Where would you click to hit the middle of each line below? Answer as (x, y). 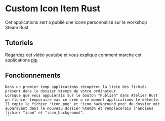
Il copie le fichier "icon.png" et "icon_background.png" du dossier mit (83, 104)
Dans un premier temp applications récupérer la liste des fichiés (76, 87)
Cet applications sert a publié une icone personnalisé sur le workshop (76, 22)
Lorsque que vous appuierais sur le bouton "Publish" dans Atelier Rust (82, 95)
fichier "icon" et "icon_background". (45, 113)
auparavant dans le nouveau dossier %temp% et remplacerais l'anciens (79, 108)
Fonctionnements (33, 76)
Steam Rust (17, 27)
